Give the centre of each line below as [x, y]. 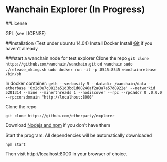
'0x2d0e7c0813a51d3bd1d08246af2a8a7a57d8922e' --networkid [92, 88]
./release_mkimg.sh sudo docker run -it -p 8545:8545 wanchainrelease [81, 70]
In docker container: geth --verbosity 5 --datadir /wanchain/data [76, 83]
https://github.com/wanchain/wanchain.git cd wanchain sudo [69, 64]
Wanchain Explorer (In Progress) [75, 9]
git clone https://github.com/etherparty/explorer [60, 116]
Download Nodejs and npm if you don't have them [58, 125]
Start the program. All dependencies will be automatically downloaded [79, 135]
